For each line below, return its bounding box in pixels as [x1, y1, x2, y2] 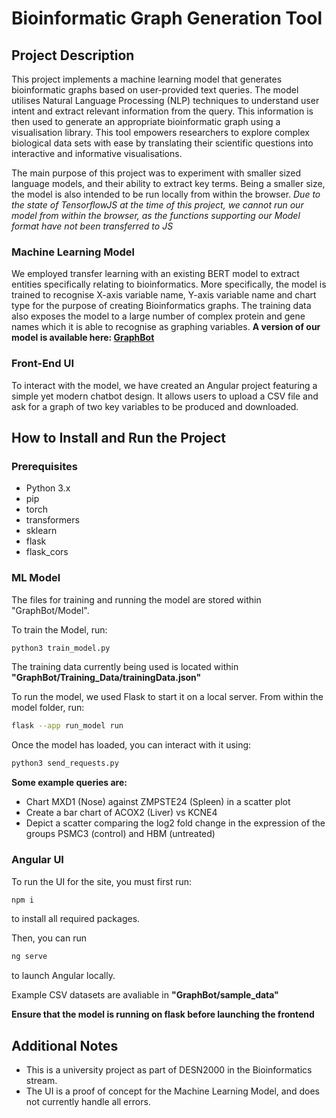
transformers [25, 514, 80, 526]
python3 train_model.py [11, 643, 111, 653]
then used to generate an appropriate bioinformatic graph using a [11, 116, 281, 127]
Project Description [11, 47, 135, 64]
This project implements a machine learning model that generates [11, 73, 283, 85]
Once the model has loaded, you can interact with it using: [11, 739, 252, 751]
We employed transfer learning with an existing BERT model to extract [11, 268, 300, 280]
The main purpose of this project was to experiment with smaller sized [11, 167, 302, 179]
